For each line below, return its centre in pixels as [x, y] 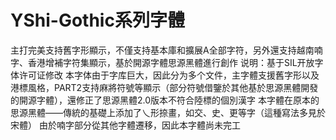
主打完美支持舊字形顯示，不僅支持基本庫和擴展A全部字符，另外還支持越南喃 [166, 50]
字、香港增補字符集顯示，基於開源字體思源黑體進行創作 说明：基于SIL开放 [162, 62]
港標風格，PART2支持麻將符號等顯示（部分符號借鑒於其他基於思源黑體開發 [164, 87]
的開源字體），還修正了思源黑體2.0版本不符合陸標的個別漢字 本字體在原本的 [165, 100]
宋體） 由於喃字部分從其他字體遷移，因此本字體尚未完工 [125, 125]
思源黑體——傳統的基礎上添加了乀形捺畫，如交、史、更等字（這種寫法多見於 [168, 112]
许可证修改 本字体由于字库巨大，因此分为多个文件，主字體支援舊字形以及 [169, 75]
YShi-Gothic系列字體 [97, 20]
